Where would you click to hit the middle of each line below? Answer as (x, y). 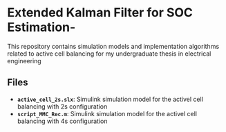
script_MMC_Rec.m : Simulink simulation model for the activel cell (107, 113)
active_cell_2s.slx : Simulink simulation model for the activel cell (110, 99)
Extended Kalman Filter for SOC (100, 13)
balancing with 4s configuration (62, 121)
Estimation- (41, 27)
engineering (24, 60)
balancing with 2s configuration (62, 106)
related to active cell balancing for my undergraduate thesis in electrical (109, 54)
